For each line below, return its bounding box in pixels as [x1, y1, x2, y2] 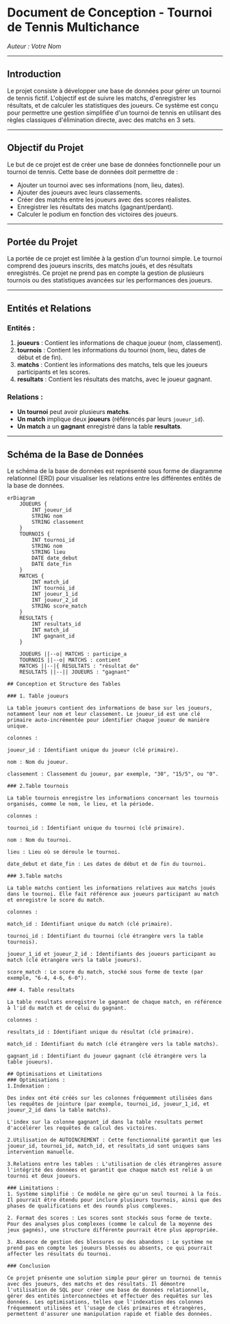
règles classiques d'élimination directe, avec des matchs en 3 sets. [7, 115, 196, 124]
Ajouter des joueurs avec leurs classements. [16, 188, 142, 196]
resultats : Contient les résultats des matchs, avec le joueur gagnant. [16, 375, 212, 383]
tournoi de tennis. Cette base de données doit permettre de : [7, 167, 179, 176]
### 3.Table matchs [7, 873, 63, 880]
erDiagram [7, 495, 36, 502]
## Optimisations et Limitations [7, 1071, 103, 1078]
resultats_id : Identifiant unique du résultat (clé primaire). [7, 1028, 194, 1036]
